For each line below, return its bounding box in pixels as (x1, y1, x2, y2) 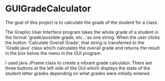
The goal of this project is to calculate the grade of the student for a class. (5, 19, 158, 25)
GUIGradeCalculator (5, 3, 91, 14)
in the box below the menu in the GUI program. (5, 50, 102, 56)
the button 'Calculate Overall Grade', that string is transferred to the (5, 39, 144, 45)
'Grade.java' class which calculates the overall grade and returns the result (5, 45, 160, 51)
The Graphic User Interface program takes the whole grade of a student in (5, 29, 159, 35)
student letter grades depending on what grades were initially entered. (5, 70, 151, 76)
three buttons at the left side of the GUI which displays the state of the (5, 65, 150, 71)
